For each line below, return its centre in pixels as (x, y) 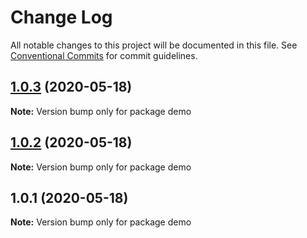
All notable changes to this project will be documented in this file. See (154, 45)
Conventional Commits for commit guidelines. (104, 55)
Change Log (61, 17)
